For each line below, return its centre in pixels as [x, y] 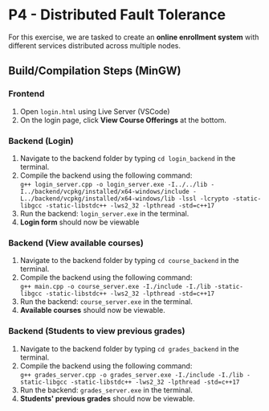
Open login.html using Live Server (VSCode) [95, 111]
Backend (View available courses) [76, 243]
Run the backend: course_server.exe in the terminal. [106, 302]
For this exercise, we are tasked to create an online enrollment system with [134, 37]
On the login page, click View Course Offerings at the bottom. [123, 120]
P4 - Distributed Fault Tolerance [117, 15]
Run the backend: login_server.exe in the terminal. [104, 213]
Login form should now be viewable [79, 222]
